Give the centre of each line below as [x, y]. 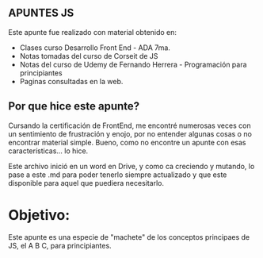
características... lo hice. [48, 151]
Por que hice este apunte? [74, 106]
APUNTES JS [41, 13]
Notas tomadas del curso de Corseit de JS [89, 56]
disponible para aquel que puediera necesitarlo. [86, 183]
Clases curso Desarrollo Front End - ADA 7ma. [95, 48]
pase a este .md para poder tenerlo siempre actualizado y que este [118, 175]
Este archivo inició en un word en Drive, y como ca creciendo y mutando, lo [131, 166]
